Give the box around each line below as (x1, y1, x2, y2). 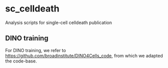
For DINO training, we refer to (5, 47, 66, 53)
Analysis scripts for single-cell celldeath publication (5, 19, 112, 25)
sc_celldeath (5, 3, 60, 14)
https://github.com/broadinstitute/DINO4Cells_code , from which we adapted (5, 52, 163, 58)
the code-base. (5, 58, 37, 64)
